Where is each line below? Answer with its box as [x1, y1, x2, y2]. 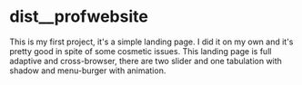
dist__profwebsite [9, 6, 148, 27]
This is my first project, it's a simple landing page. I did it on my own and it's [9, 36, 294, 47]
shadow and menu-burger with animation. [9, 65, 166, 76]
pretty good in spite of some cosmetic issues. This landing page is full [9, 45, 272, 56]
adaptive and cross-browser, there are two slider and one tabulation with [9, 55, 282, 66]
